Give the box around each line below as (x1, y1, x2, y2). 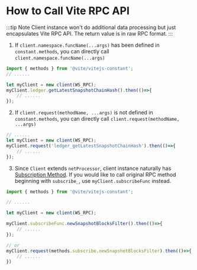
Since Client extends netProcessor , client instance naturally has (14, 165, 172, 172)
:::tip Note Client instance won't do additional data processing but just (6, 24, 176, 31)
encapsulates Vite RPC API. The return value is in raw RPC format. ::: (6, 30, 173, 37)
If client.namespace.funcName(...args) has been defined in (14, 41, 160, 49)
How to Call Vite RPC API (6, 4, 130, 18)
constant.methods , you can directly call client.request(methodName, (14, 115, 180, 123)
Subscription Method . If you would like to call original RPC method (14, 171, 176, 178)
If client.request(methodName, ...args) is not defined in (14, 109, 154, 116)
